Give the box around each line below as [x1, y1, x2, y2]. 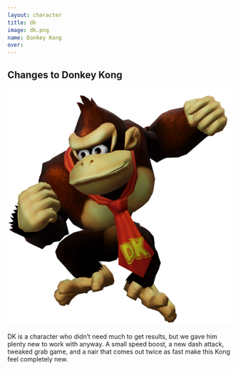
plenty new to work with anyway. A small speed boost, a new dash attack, [7, 339, 224, 348]
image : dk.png [7, 26, 50, 33]
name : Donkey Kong [7, 34, 62, 41]
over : [7, 41, 24, 49]
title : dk [7, 18, 37, 26]
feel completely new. [7, 354, 68, 363]
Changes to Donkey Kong [7, 68, 123, 81]
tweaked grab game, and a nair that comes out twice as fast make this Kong [7, 347, 230, 356]
